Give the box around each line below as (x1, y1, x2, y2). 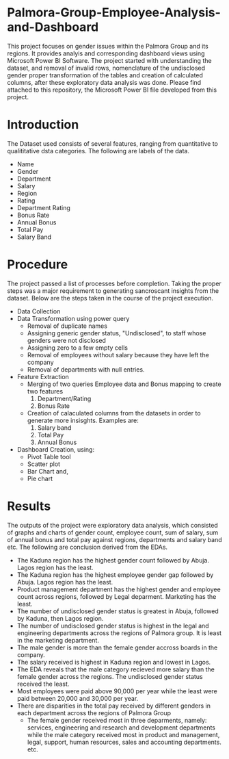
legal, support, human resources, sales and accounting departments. (27, 738, 222, 746)
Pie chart (27, 474, 53, 483)
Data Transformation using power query (16, 314, 130, 322)
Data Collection (16, 307, 61, 316)
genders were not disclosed (27, 336, 106, 344)
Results (7, 498, 51, 514)
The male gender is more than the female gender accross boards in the (16, 643, 218, 652)
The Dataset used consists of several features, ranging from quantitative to (7, 139, 219, 148)
